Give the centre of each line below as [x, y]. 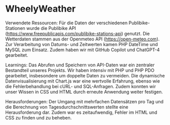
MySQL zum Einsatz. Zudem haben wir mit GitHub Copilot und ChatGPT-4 [82, 50]
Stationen [15, 28]
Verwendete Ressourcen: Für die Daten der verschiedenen [66, 23]
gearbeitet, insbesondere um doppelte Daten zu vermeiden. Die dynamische [85, 75]
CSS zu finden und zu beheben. [39, 117]
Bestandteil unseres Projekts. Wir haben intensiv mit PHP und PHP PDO [80, 70]
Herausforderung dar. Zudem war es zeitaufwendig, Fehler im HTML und [81, 112]
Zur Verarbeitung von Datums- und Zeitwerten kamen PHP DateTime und [82, 44]
